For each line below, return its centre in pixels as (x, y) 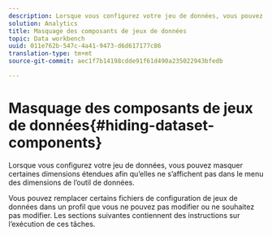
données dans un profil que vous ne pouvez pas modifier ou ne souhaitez (132, 207)
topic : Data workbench (47, 38)
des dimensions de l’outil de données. (72, 182)
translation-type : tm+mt (50, 53)
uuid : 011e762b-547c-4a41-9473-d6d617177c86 (85, 46)
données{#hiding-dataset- (122, 126)
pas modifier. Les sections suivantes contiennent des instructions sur (124, 215)
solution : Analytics (43, 23)
